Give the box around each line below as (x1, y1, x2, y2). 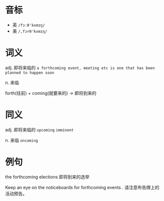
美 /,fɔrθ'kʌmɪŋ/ (12, 28, 47, 34)
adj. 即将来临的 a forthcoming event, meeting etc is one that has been (5, 65, 155, 70)
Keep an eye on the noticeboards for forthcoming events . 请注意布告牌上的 (5, 184, 160, 190)
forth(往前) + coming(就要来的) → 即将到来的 (5, 90, 97, 96)
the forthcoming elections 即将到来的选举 (5, 174, 89, 180)
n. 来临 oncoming (5, 137, 38, 143)
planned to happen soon (5, 70, 55, 75)
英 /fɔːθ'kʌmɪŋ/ (12, 22, 45, 28)
